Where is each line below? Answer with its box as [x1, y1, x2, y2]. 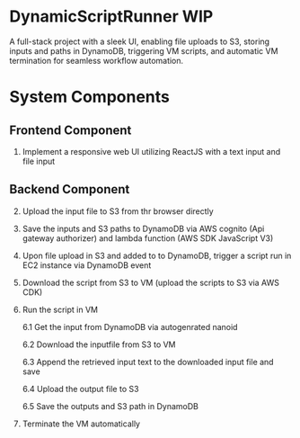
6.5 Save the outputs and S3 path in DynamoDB [22, 400, 199, 411]
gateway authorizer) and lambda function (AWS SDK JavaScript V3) [22, 232, 274, 244]
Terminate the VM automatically [22, 418, 141, 429]
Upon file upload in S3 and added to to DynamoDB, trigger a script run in [22, 250, 292, 261]
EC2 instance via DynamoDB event [22, 259, 152, 271]
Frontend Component [9, 122, 132, 138]
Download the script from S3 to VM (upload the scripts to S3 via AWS [22, 277, 280, 288]
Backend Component [9, 182, 130, 197]
